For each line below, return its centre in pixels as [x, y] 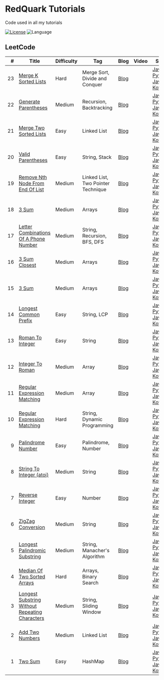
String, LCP [95, 314]
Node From [32, 183]
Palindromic [32, 550]
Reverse [28, 495]
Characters [31, 618]
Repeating [31, 612]
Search [91, 582]
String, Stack [97, 157]
